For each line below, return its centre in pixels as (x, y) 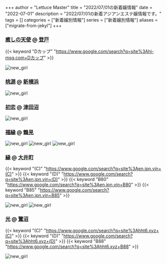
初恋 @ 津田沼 (22, 107)
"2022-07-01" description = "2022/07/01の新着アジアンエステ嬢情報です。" (83, 14)
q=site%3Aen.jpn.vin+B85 (32, 196)
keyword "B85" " (23, 190)
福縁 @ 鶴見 (19, 132)
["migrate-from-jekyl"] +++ (33, 26)
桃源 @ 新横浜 (22, 82)
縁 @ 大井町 (19, 157)
